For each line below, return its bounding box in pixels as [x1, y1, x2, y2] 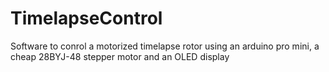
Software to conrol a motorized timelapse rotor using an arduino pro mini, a [10, 40, 320, 52]
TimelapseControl [10, 7, 163, 30]
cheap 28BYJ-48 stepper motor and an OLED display [10, 50, 230, 62]
